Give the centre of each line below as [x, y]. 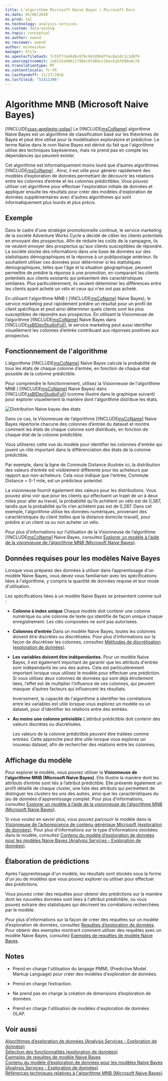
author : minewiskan [25, 47]
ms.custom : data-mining [30, 29]
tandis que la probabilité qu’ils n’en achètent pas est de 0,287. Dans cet [78, 506]
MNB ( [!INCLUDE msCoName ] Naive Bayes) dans [56, 389]
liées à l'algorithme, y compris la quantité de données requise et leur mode [82, 581]
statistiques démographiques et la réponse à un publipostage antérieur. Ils [81, 257]
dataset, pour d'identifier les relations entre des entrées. [70, 709]
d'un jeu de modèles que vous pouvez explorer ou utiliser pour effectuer [80, 879]
